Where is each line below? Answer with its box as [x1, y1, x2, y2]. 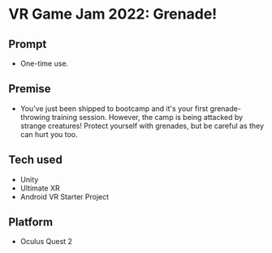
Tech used [8, 153, 63, 167]
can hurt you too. [19, 129, 79, 139]
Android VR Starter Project [19, 191, 110, 201]
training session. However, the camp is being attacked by [51, 112, 244, 122]
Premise [8, 82, 51, 96]
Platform [8, 216, 54, 229]
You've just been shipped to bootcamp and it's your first [19, 103, 209, 114]
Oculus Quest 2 [19, 237, 73, 247]
